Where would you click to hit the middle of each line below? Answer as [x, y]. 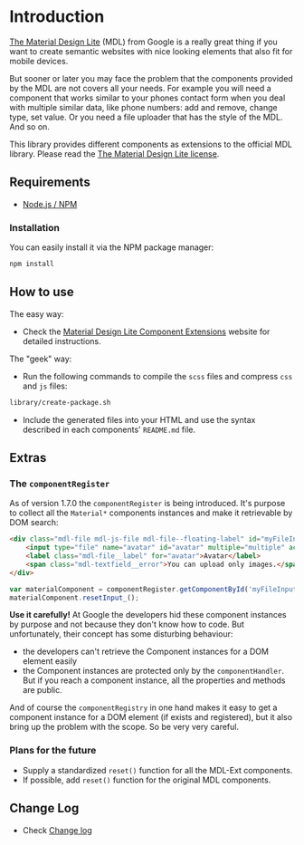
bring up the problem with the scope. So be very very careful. [124, 727]
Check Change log [57, 830]
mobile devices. [39, 61]
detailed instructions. [62, 341]
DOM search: [34, 523]
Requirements [50, 182]
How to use [42, 292]
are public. [43, 690]
